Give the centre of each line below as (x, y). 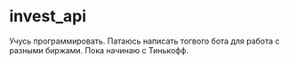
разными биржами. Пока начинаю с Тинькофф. (99, 50)
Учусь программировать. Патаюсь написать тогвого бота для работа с (144, 41)
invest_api (48, 16)
